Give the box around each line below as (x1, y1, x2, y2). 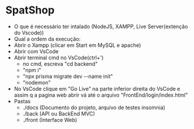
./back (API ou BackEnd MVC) (22, 110, 95, 117)
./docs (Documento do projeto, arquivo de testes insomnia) (22, 104, 165, 111)
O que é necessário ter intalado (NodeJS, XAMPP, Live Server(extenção (13, 23, 188, 30)
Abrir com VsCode (13, 47, 59, 55)
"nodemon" (22, 79, 51, 86)
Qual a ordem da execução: (13, 35, 81, 42)
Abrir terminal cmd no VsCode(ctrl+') (13, 54, 104, 61)
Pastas (13, 97, 30, 104)
